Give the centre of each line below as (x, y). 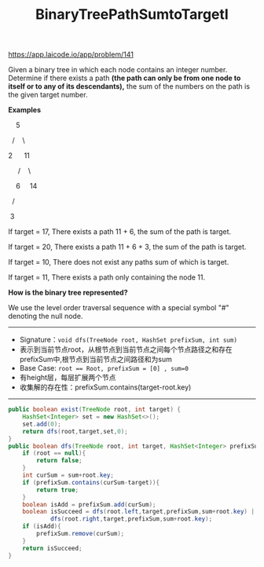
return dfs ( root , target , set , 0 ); (75, 431)
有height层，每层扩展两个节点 (68, 378)
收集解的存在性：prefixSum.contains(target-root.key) (105, 387)
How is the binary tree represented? (68, 293)
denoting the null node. (46, 316)
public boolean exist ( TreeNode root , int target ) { (94, 410)
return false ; (59, 461)
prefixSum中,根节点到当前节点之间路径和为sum (96, 360)
